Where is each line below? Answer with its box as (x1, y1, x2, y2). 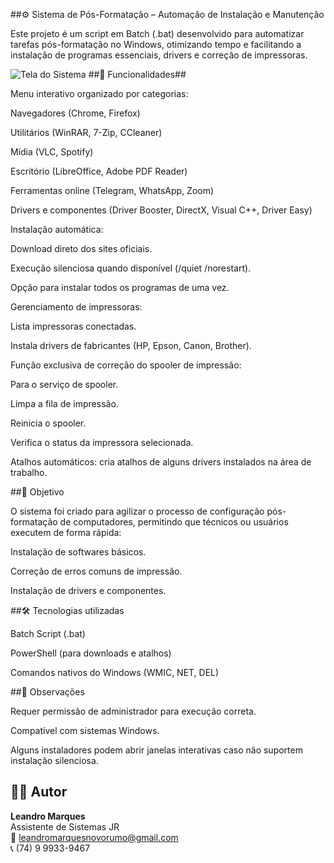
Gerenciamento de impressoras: (10, 301, 143, 313)
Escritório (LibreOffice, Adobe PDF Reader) (10, 165, 188, 177)
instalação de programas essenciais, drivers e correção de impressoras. (10, 49, 308, 61)
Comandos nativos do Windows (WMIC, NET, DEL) (10, 667, 220, 678)
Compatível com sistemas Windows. (10, 725, 160, 736)
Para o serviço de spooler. (10, 379, 119, 390)
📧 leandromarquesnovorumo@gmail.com (10, 831, 179, 843)
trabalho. (10, 467, 48, 478)
